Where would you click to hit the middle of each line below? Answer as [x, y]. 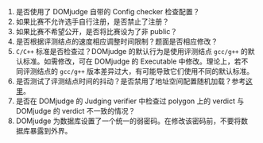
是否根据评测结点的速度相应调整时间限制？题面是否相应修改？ [117, 41]
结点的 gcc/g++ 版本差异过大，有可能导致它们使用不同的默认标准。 [145, 71]
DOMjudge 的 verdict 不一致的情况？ [75, 111]
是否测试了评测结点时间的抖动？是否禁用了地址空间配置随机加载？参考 [131, 81]
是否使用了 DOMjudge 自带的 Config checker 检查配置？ [108, 12]
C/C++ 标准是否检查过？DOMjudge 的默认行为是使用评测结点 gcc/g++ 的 [131, 51]
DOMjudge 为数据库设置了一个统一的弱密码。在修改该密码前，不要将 [128, 121]
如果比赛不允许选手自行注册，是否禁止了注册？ [92, 21]
